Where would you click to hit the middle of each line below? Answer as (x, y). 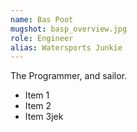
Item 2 (38, 106)
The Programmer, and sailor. (69, 76)
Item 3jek (44, 117)
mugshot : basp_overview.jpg (69, 29)
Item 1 (37, 95)
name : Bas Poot (42, 19)
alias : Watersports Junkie (66, 47)
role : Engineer (42, 38)
